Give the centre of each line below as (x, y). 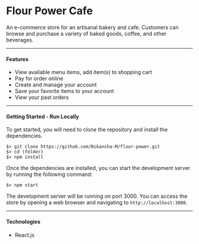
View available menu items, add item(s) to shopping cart (83, 72)
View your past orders (42, 97)
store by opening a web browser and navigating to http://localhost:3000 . (97, 203)
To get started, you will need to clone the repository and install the (87, 130)
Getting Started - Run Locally (43, 116)
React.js (25, 235)
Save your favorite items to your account (64, 91)
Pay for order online (39, 79)
